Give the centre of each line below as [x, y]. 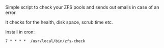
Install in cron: [20, 32]
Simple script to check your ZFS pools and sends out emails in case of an [82, 7]
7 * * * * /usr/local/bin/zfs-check [45, 41]
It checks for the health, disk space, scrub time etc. [59, 22]
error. [11, 12]
